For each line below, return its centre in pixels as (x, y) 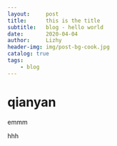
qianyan (32, 102)
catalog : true (29, 54)
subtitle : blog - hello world (55, 27)
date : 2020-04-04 (43, 34)
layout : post (33, 14)
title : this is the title (54, 21)
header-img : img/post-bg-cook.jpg (59, 47)
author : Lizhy (35, 41)
